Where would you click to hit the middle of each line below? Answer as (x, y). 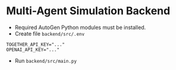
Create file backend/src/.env (50, 33)
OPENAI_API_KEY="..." (33, 50)
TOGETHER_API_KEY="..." (36, 44)
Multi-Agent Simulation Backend (88, 11)
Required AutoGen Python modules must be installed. (80, 27)
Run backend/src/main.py (46, 61)
